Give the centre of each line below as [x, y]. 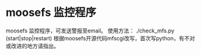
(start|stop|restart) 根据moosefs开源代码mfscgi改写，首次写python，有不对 [100, 38]
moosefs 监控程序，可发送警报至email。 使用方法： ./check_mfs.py [90, 31]
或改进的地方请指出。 [32, 46]
